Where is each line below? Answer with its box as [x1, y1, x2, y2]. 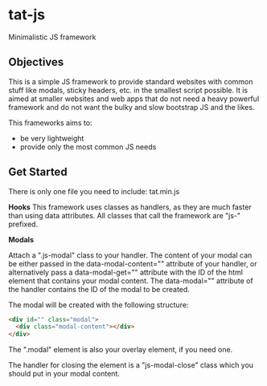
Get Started [8, 165, 68, 179]
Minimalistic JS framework [8, 32, 97, 42]
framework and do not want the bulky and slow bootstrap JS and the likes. [8, 102, 255, 112]
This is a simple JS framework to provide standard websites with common [8, 76, 253, 86]
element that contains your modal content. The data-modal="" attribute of [8, 275, 253, 286]
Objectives [8, 55, 64, 69]
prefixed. [8, 219, 39, 229]
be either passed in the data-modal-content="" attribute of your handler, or [8, 258, 257, 268]
